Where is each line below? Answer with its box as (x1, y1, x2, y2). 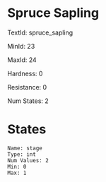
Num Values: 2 (7, 157, 49, 164)
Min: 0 (7, 163, 27, 170)
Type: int (7, 150, 37, 158)
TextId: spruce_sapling (7, 28, 73, 37)
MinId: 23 (7, 42, 35, 50)
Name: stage (7, 145, 42, 152)
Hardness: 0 (7, 69, 43, 78)
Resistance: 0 (7, 83, 47, 91)
